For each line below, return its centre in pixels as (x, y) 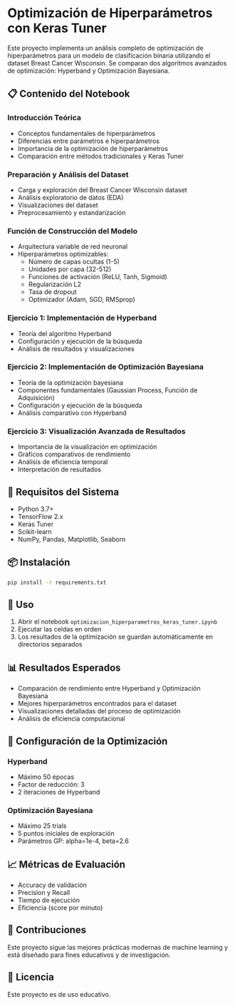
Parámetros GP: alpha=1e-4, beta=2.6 (73, 841)
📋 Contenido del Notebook (69, 94)
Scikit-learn (35, 531)
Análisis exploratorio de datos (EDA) (70, 197)
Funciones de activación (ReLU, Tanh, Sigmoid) (98, 277)
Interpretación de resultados (59, 470)
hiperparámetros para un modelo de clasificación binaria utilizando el (109, 56)
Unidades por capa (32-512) (70, 269)
